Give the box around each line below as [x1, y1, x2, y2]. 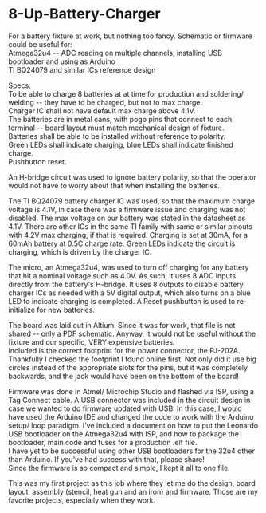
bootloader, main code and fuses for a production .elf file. [8, 437, 198, 447]
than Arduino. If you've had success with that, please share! [8, 454, 205, 464]
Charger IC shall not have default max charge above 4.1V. [8, 105, 196, 116]
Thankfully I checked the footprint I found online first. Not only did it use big [8, 354, 257, 364]
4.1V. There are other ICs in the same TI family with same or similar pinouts [8, 221, 253, 231]
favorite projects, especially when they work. [8, 495, 155, 505]
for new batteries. [37, 305, 96, 314]
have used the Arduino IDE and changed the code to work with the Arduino [8, 412, 254, 421]
